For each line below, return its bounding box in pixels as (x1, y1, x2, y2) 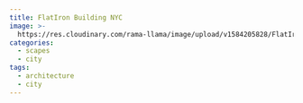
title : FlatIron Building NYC (9, 13, 124, 22)
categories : (9, 38, 54, 47)
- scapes (17, 47, 50, 56)
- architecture (17, 72, 75, 81)
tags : (9, 64, 30, 73)
